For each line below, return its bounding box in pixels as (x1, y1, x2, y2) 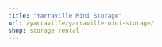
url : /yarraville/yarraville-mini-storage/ (8, 19, 155, 27)
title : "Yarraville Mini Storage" (8, 11, 123, 20)
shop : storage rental (8, 26, 80, 34)
